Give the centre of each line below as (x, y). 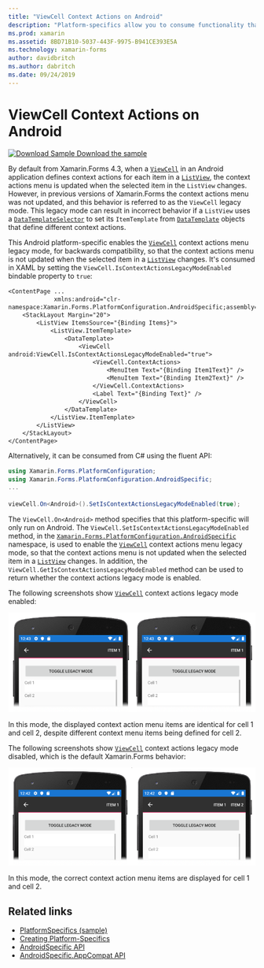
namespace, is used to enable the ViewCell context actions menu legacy (125, 544)
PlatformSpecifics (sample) (63, 930)
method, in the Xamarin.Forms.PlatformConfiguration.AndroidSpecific (122, 536)
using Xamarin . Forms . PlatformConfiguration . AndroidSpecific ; (110, 479)
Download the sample (112, 153)
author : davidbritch (42, 58)
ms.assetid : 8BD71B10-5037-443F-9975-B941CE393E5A (93, 42)
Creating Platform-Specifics (64, 939)
